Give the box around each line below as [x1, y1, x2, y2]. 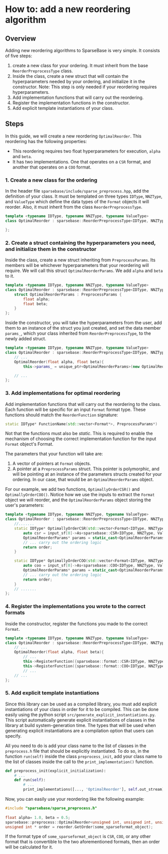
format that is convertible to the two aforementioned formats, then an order [5, 839, 160, 845]
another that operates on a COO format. [12, 164, 91, 170]
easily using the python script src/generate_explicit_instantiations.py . [5, 711, 156, 718]
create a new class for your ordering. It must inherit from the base [12, 63, 148, 68]
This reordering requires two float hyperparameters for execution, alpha [12, 148, 161, 154]
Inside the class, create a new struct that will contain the [12, 73, 128, 79]
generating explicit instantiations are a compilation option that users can [5, 728, 154, 734]
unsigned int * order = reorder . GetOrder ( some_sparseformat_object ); [5, 824, 153, 829]
